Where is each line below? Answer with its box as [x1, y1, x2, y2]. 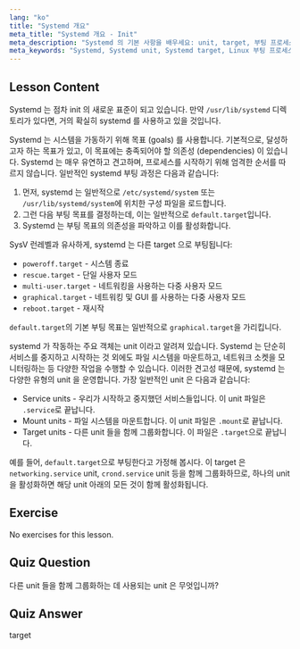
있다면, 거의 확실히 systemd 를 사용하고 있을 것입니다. [32, 115, 221, 126]
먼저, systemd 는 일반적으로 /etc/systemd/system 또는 [21, 187, 216, 197]
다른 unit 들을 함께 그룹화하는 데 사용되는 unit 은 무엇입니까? [9, 579, 219, 590]
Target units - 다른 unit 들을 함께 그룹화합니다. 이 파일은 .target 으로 [21, 426, 263, 437]
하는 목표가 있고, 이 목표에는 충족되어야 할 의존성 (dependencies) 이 [25, 145, 265, 156]
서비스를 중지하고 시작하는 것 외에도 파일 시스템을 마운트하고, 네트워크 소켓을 [9, 352, 277, 362]
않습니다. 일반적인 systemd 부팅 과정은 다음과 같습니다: [25, 167, 220, 179]
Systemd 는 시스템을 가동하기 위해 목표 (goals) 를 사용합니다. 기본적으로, [9, 134, 265, 145]
